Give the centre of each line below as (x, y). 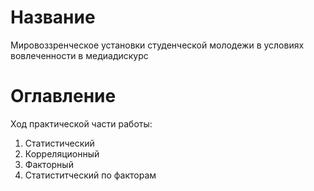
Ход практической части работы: (81, 123)
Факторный (49, 164)
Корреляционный (62, 153)
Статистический (59, 143)
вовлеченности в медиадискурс (79, 55)
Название (53, 17)
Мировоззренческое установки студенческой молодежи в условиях (157, 45)
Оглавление (63, 96)
